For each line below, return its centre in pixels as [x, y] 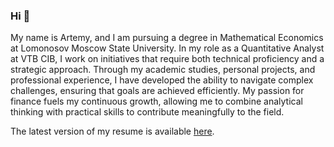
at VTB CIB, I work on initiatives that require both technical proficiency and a [167, 59]
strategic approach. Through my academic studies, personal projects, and [163, 70]
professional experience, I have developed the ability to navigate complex [162, 80]
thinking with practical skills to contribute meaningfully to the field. [147, 112]
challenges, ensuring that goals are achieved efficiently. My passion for [157, 91]
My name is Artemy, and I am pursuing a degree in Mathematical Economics [167, 38]
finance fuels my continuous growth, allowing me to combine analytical [156, 101]
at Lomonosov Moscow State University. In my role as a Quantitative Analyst [167, 48]
